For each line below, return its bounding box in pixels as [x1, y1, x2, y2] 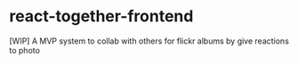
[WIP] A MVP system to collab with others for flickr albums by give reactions [9, 35, 289, 46]
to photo [9, 44, 40, 55]
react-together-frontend [9, 6, 194, 27]
